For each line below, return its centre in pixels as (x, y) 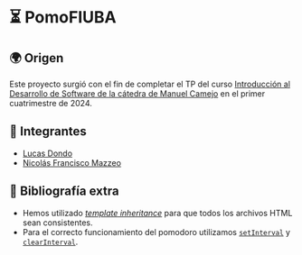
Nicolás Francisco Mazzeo (72, 162)
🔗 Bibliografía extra (64, 191)
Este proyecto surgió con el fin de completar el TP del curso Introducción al (150, 84)
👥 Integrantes (48, 132)
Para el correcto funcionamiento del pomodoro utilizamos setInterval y (156, 232)
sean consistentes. (57, 223)
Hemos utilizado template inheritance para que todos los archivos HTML (157, 213)
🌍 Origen (37, 58)
